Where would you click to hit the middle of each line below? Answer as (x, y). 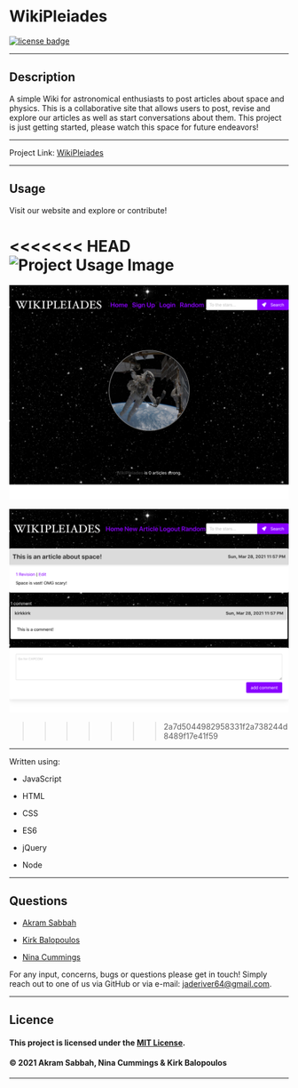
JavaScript (42, 779)
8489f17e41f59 (191, 736)
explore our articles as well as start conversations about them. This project (145, 117)
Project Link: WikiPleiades (56, 152)
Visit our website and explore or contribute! (88, 210)
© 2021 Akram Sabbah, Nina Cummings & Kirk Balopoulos (118, 1063)
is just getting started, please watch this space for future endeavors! (134, 127)
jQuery (34, 848)
